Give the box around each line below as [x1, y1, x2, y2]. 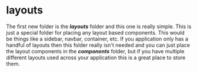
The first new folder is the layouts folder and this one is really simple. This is [6, 23, 192, 30]
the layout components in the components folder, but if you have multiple [6, 47, 185, 54]
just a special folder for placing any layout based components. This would [6, 29, 185, 36]
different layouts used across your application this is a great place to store [6, 54, 186, 61]
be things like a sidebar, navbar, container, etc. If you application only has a [6, 35, 189, 42]
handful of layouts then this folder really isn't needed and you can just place [6, 42, 190, 49]
